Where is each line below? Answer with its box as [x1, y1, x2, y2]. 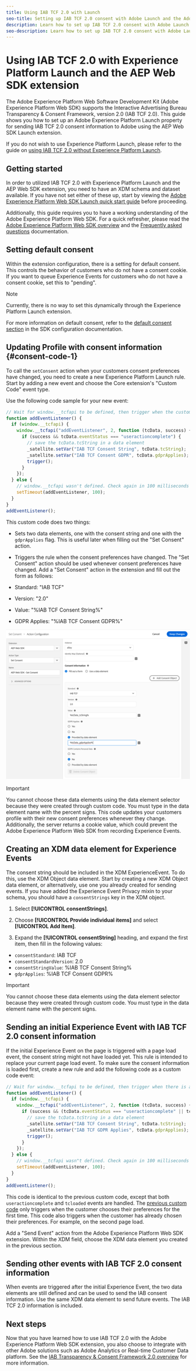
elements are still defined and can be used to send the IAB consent [6, 1290, 167, 1297]
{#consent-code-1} [6, 352, 78, 362]
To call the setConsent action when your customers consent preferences [6, 367, 180, 374]
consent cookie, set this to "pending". [6, 279, 97, 286]
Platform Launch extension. [6, 308, 72, 315]
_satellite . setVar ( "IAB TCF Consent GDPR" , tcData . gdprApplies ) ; [27, 452, 190, 458]
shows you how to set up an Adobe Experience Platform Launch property [6, 117, 183, 124]
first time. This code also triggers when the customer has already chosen [6, 1212, 182, 1219]
